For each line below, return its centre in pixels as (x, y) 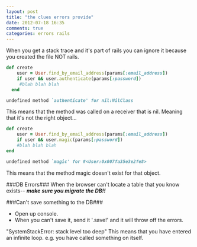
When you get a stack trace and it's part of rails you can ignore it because (96, 50)
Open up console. (36, 213)
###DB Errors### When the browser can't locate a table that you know (93, 184)
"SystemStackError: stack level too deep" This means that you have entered (99, 231)
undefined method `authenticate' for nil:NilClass (70, 100)
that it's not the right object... (41, 118)
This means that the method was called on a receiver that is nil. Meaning (94, 112)
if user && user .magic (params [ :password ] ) (70, 140)
